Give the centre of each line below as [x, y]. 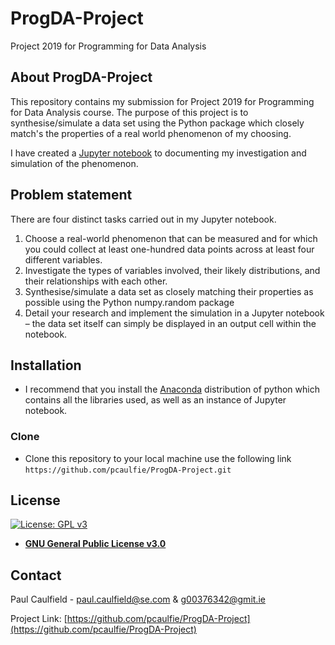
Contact [36, 575]
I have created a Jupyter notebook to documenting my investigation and [158, 153]
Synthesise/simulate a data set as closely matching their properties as [169, 291]
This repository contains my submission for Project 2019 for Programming [162, 101]
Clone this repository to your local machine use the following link [158, 458]
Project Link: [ [39, 619]
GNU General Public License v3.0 [95, 544]
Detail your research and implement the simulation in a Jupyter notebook [174, 313]
